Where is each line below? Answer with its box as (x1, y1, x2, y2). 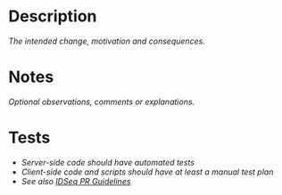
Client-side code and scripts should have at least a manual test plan (21, 167, 274, 177)
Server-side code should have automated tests (21, 157, 195, 167)
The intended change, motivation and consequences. (8, 36, 206, 46)
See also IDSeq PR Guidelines (21, 175, 131, 186)
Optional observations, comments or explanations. (8, 96, 195, 107)
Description (8, 6, 97, 27)
